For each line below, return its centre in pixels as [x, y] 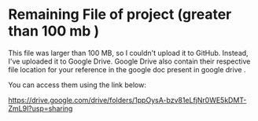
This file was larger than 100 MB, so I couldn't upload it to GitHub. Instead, [129, 53]
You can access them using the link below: [77, 85]
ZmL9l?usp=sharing [41, 108]
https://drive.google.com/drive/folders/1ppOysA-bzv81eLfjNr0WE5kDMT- [127, 100]
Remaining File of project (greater [120, 15]
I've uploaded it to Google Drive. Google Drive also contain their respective [129, 61]
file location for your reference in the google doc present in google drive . [127, 69]
